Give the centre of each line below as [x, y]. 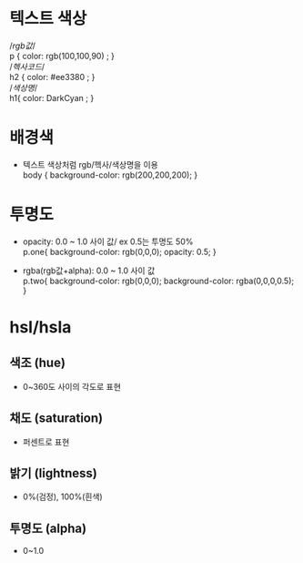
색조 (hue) [38, 363]
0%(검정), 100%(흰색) [62, 496]
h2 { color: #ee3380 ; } [52, 77]
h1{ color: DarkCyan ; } [52, 97]
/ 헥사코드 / [27, 67]
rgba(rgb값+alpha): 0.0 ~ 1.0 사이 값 [89, 271]
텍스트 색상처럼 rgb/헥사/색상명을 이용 [91, 164]
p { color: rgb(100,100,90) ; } [62, 56]
